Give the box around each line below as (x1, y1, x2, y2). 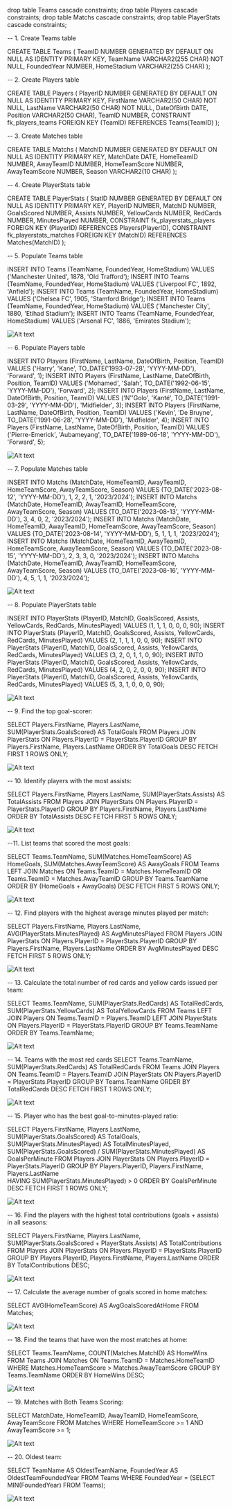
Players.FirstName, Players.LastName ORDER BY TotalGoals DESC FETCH (7, 742, 218, 751)
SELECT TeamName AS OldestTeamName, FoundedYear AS (7, 1466, 179, 1474)
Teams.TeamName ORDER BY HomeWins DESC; (7, 1371, 145, 1379)
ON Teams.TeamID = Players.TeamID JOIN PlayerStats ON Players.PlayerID (7, 1070, 222, 1078)
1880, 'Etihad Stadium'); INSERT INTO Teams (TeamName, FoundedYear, (7, 310, 215, 317)
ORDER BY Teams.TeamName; (7, 1028, 95, 1037)
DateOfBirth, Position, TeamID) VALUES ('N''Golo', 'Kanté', (7, 394, 173, 402)
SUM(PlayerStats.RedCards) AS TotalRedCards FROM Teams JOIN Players (7, 1063, 220, 1071)
